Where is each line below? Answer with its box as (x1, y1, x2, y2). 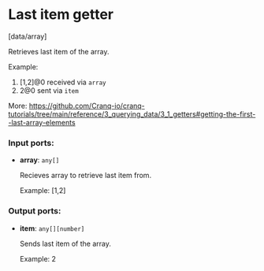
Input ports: (8, 137, 54, 148)
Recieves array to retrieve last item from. (19, 171, 152, 180)
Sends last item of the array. (19, 239, 112, 248)
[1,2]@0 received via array (19, 77, 106, 87)
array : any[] (19, 155, 60, 165)
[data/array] (8, 32, 47, 41)
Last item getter (8, 6, 114, 24)
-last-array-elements (8, 117, 76, 127)
